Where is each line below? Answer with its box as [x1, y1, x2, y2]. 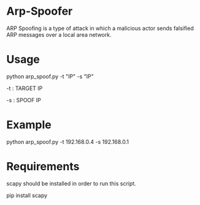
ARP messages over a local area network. [6, 31, 112, 38]
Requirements [6, 160, 80, 173]
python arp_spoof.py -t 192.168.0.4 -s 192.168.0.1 [6, 138, 129, 145]
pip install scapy [6, 192, 48, 199]
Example [6, 118, 52, 132]
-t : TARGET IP [6, 84, 43, 92]
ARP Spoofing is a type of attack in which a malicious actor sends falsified [6, 24, 194, 32]
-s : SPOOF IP [6, 96, 41, 103]
